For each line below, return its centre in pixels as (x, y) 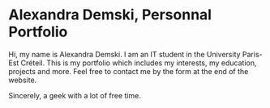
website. (23, 80)
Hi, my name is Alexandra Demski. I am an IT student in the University (124, 54)
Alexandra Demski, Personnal (110, 15)
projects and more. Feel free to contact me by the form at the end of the (129, 71)
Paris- (252, 54)
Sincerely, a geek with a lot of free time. (75, 95)
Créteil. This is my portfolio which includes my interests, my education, (139, 63)
